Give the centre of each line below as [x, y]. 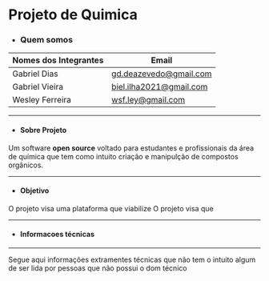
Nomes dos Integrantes [58, 60]
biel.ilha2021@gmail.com [160, 87]
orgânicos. [26, 165]
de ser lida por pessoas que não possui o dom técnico [98, 268]
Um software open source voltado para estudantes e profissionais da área [131, 148]
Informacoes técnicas [57, 235]
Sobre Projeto [43, 130]
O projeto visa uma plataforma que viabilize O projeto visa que [111, 208]
